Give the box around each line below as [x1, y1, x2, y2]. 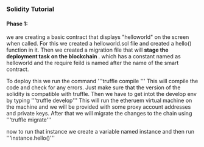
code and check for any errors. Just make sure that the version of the [6, 84, 181, 91]
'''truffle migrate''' [6, 116, 52, 123]
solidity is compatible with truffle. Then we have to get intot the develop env [6, 91, 197, 98]
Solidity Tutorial [6, 5, 55, 13]
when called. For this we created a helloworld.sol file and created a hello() [6, 40, 192, 47]
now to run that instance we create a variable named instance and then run [6, 128, 195, 135]
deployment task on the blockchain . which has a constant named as [6, 53, 181, 60]
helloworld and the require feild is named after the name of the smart [6, 60, 179, 67]
